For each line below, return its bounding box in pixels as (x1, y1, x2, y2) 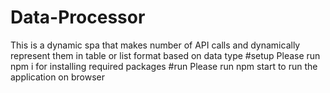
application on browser (10, 71, 105, 83)
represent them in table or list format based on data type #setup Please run (10, 49, 321, 61)
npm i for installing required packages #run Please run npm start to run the (10, 60, 318, 72)
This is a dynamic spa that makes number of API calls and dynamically (10, 39, 301, 51)
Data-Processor (10, 6, 146, 29)
